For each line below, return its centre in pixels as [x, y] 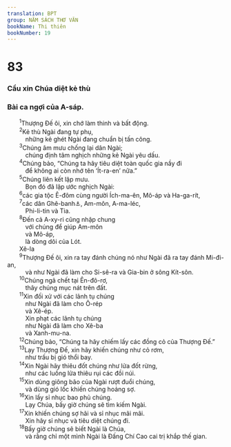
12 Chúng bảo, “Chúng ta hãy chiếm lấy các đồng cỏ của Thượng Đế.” [117, 341]
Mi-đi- [215, 257]
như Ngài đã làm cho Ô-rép [64, 303]
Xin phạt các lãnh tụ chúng [63, 318]
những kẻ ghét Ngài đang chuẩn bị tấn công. [89, 139]
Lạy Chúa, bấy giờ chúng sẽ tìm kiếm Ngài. [86, 405]
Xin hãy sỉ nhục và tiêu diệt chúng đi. [78, 420]
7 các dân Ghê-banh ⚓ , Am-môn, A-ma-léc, [80, 203]
